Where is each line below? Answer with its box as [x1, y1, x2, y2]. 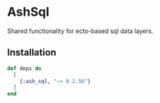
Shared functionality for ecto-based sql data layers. [7, 27, 154, 35]
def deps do [7, 65, 41, 72]
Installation [7, 47, 57, 58]
